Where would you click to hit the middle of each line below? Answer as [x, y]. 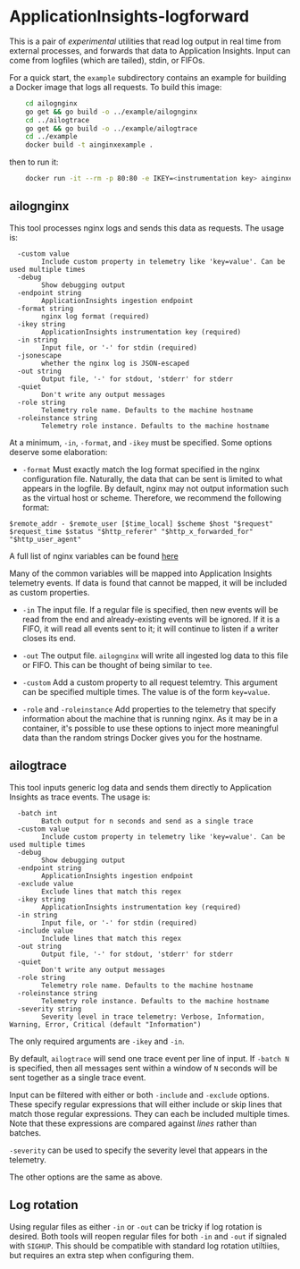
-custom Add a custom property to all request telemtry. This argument [150, 682]
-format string [46, 309]
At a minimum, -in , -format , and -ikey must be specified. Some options [141, 442]
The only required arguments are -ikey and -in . [97, 1041]
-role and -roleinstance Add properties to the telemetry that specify [149, 709]
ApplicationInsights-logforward [129, 17]
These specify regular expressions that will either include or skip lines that [146, 1104]
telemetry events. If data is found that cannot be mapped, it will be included [148, 582]
